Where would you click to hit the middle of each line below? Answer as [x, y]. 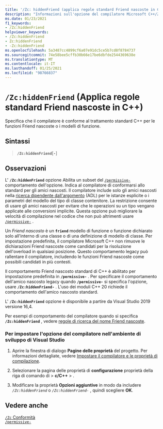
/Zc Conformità [20, 417]
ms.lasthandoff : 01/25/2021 [33, 69]
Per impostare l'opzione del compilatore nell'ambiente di [73, 334]
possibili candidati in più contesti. [38, 262]
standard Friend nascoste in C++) [74, 107]
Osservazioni [26, 168]
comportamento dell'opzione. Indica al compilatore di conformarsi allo [75, 185]
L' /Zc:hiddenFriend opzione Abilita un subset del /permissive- [68, 180]
